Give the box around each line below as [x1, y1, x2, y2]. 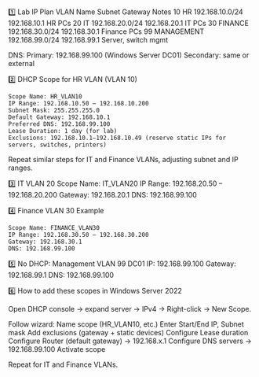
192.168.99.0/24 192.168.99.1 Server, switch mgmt [8, 35, 169, 44]
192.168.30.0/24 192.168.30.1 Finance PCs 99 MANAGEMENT [8, 27, 205, 36]
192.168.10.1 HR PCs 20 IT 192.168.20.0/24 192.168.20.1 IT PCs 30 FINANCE [8, 19, 250, 28]
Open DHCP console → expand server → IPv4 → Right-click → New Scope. [8, 305, 252, 313]
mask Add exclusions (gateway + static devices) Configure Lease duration [8, 328, 249, 337]
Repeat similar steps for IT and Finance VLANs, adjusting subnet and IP [8, 155, 239, 164]
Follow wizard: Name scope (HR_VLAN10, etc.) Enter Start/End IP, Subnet [8, 320, 245, 329]
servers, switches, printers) [8, 141, 108, 149]
